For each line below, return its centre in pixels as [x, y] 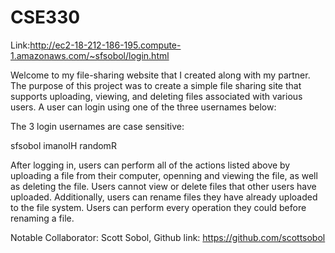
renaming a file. [42, 218]
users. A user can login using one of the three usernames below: [143, 107]
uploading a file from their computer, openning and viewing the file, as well [164, 175]
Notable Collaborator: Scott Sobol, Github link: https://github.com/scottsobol [168, 237]
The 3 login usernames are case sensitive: [97, 126]
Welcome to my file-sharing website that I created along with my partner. [160, 75]
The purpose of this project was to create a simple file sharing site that [156, 85]
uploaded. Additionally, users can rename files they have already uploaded [164, 197]
